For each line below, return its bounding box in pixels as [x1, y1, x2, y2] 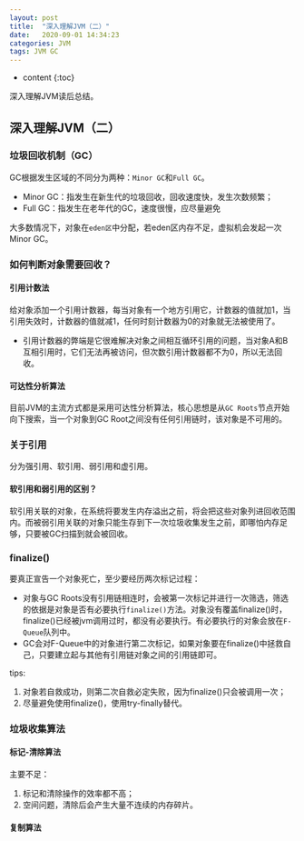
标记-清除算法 [9, 746, 62, 757]
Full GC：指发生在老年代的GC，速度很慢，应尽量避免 [22, 202, 221, 214]
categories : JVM [9, 38, 71, 48]
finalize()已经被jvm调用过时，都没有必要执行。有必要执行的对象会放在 [22, 615, 284, 626]
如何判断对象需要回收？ [9, 258, 112, 271]
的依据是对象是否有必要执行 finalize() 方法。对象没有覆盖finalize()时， [22, 604, 288, 615]
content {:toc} [22, 72, 75, 83]
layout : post [9, 13, 59, 23]
